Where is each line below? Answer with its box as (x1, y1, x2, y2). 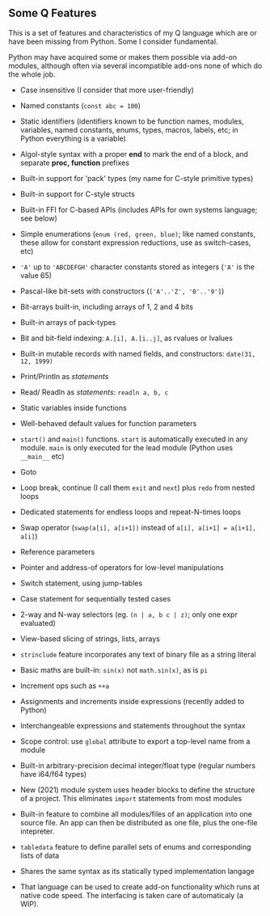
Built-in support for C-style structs (19, 189, 135, 199)
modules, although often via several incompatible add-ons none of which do (8, 61, 263, 70)
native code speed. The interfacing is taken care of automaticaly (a (19, 890, 244, 900)
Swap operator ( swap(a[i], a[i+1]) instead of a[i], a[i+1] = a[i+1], (19, 522, 257, 532)
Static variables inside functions (19, 403, 127, 412)
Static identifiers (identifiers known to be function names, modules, (19, 116, 244, 126)
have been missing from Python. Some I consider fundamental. (8, 36, 218, 46)
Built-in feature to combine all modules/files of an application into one (19, 808, 252, 819)
